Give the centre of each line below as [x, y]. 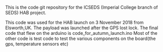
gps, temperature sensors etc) [37, 44]
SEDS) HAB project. [26, 13]
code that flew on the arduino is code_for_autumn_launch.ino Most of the [81, 33]
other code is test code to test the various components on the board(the [80, 38]
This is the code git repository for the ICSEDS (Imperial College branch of [81, 7]
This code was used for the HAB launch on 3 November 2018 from [74, 22]
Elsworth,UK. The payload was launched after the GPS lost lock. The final [82, 28]
